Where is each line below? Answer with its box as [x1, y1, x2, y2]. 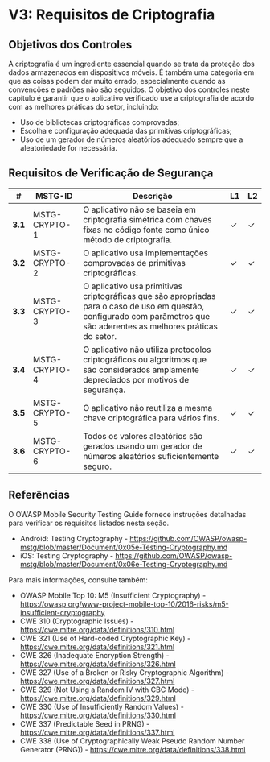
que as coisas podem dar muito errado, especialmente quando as [8, 77, 226, 85]
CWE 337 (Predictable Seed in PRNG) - [19, 719, 150, 728]
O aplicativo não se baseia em [83, 204, 197, 215]
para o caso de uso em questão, [83, 300, 205, 312]
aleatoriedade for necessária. [19, 143, 118, 152]
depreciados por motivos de [83, 374, 190, 385]
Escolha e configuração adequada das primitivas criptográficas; [19, 126, 232, 135]
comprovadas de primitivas [83, 257, 186, 268]
